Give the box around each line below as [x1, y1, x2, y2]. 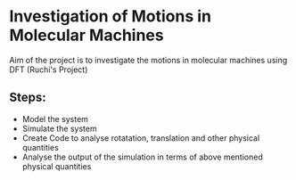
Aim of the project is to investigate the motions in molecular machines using [9, 54, 288, 65]
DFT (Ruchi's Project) [9, 64, 88, 75]
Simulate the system [21, 123, 97, 134]
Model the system [21, 113, 89, 124]
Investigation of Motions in [9, 6, 212, 27]
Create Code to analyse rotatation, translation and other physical [21, 132, 260, 143]
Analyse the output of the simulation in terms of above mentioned [21, 151, 263, 162]
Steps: [9, 90, 46, 105]
